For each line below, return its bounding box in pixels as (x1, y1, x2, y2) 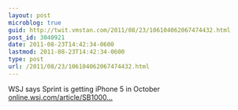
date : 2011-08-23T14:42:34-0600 (8, 41, 114, 49)
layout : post (8, 11, 51, 20)
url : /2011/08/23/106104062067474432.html (8, 63, 150, 71)
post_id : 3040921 (8, 33, 65, 42)
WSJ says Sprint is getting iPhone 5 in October (8, 84, 160, 93)
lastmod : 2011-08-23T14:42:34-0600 (8, 48, 125, 56)
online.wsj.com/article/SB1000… (8, 92, 113, 102)
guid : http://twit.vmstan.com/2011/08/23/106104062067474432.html (8, 26, 231, 34)
